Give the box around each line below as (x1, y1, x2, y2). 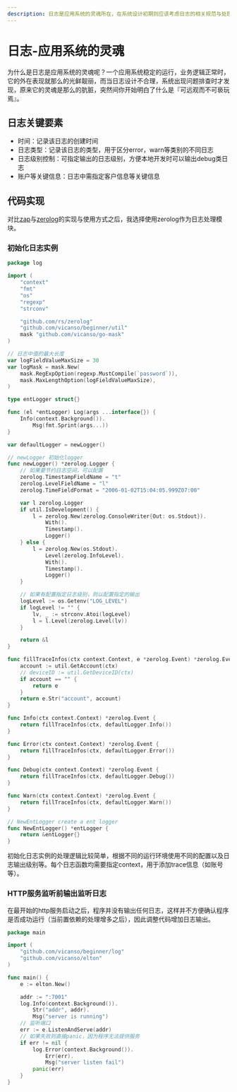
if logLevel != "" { (20, 604, 80, 611)
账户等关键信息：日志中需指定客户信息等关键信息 (17, 172, 160, 181)
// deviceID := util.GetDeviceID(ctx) (20, 669, 134, 676)
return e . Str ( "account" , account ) (20, 695, 121, 703)
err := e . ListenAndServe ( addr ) (20, 1026, 112, 1033)
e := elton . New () (20, 980, 71, 987)
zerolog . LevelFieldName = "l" (20, 480, 109, 487)
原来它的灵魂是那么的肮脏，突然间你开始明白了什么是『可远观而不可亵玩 (19, 85, 230, 94)
